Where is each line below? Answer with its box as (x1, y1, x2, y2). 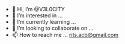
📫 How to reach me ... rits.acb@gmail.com (11, 32, 119, 38)
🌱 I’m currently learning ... (11, 18, 76, 25)
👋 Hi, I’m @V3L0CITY (11, 6, 65, 12)
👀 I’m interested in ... (11, 12, 63, 19)
